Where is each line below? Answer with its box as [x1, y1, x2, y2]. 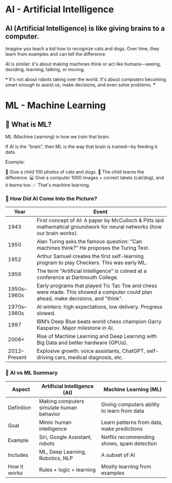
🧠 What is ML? [5, 120, 52, 129]
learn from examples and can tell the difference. [5, 51, 106, 57]
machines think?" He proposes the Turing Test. [36, 244, 149, 251]
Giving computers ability [101, 401, 160, 408]
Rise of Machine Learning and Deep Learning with [36, 333, 157, 340]
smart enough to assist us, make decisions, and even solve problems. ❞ [5, 82, 156, 88]
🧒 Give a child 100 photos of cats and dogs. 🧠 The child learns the [5, 169, 144, 175]
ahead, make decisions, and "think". [36, 295, 123, 302]
